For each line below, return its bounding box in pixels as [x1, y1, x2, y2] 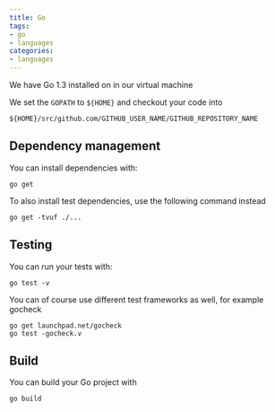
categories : [9, 47, 54, 56]
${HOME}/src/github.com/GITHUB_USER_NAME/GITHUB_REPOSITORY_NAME [9, 114, 258, 123]
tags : [9, 22, 30, 31]
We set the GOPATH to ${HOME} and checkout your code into [9, 97, 223, 108]
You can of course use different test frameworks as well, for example [9, 294, 264, 305]
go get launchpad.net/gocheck [9, 320, 123, 330]
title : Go [9, 13, 47, 22]
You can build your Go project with [9, 377, 137, 388]
